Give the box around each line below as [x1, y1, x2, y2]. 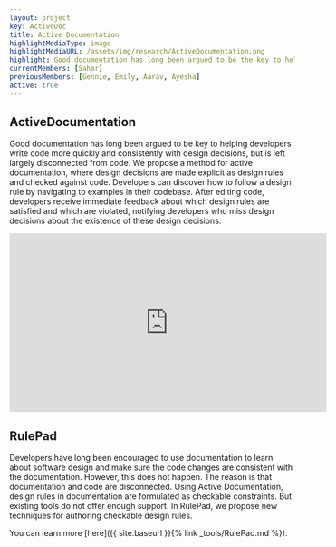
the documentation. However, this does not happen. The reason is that [9, 472, 273, 483]
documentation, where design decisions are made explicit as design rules [9, 167, 283, 178]
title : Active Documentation [9, 30, 120, 39]
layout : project [9, 13, 71, 23]
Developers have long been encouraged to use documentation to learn [9, 453, 274, 464]
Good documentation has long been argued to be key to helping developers [9, 138, 292, 150]
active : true [9, 81, 59, 90]
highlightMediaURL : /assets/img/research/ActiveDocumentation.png [9, 47, 265, 56]
